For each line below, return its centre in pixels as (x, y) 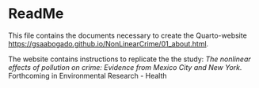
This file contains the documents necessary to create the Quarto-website (128, 35)
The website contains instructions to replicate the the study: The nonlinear (129, 59)
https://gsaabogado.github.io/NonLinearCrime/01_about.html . (109, 43)
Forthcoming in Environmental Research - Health (88, 75)
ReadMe (36, 14)
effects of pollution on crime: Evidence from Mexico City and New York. (126, 67)
